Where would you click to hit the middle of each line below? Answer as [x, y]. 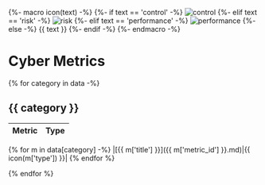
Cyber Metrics [57, 62]
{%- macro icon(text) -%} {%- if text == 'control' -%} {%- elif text [132, 12]
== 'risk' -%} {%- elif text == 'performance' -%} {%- [132, 21]
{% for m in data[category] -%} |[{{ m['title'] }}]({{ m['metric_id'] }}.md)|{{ [129, 149]
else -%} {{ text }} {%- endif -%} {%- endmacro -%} [95, 29]
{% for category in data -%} [54, 83]
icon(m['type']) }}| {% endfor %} [62, 158]
